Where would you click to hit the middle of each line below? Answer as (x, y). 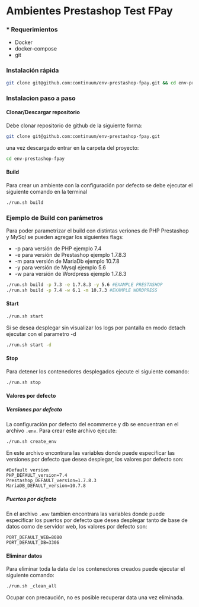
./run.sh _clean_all (32, 586)
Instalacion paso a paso (41, 98)
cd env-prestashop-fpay (36, 159)
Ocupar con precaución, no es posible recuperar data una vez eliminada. (95, 597)
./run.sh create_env (32, 442)
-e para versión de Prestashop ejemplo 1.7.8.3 (70, 254)
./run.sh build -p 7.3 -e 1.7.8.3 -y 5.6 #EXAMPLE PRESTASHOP (84, 284)
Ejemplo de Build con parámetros (55, 218)
